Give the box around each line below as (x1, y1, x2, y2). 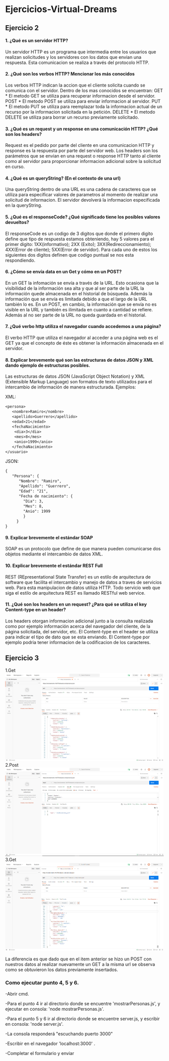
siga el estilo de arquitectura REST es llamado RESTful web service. (5, 590, 146, 596)
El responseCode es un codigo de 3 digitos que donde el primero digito (5, 230, 153, 236)
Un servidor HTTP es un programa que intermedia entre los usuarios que (5, 49, 156, 55)
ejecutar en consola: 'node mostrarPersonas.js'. (5, 1006, 105, 1012)
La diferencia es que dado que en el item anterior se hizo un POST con (5, 956, 152, 962)
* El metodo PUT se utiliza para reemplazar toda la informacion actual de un (5, 103, 162, 109)
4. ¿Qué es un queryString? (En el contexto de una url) (5, 175, 121, 181)
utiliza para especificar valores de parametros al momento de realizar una (5, 192, 158, 198)
